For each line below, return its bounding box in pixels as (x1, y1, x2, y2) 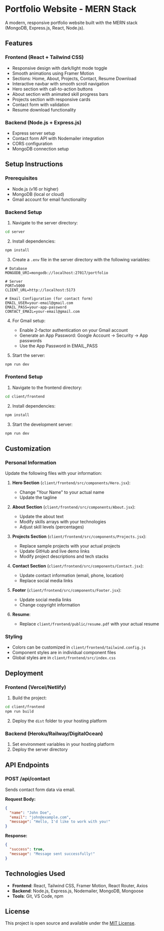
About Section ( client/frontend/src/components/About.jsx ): (12, 504, 136, 510)
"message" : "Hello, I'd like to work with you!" (9, 819, 111, 824)
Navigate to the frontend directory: (12, 384, 82, 390)
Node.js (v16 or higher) (12, 186, 59, 192)
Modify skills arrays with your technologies (19, 519, 106, 525)
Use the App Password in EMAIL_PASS (19, 343, 98, 349)
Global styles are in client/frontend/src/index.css (12, 655, 116, 661)
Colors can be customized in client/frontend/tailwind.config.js (12, 644, 146, 650)
